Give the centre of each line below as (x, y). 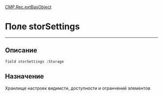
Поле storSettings (42, 27)
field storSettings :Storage (34, 62)
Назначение (24, 76)
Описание (21, 50)
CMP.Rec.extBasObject (28, 7)
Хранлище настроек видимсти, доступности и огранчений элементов (78, 88)
